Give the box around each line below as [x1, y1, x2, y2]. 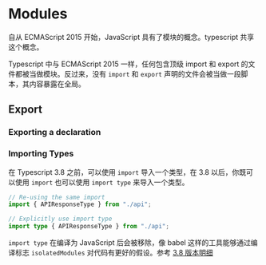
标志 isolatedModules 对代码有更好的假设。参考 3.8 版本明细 [14, 248, 213, 258]
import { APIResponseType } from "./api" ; [8, 200, 152, 208]
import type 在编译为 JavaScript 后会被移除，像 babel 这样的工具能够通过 [8, 238, 252, 247]
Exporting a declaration [8, 127, 101, 138]
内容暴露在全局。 [29, 79, 85, 89]
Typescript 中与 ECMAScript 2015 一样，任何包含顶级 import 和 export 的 [8, 59, 249, 69]
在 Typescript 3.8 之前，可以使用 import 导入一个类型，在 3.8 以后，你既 [8, 167, 247, 176]
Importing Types [8, 148, 74, 160]
